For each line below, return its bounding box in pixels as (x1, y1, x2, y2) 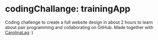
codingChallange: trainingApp (5, 3, 131, 14)
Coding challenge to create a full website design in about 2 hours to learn (5, 19, 153, 25)
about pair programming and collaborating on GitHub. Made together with (5, 24, 154, 30)
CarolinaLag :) (5, 29, 33, 35)
